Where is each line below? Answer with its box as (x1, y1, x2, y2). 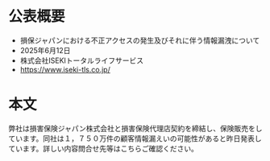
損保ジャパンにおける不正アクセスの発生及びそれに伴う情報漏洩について (19, 35, 260, 45)
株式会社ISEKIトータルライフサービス (19, 56, 144, 65)
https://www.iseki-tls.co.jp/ (19, 64, 110, 74)
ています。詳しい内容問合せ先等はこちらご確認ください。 (8, 143, 199, 153)
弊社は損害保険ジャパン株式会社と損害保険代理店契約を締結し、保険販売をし (8, 123, 263, 133)
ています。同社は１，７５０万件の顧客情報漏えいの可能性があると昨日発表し (8, 134, 262, 143)
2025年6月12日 (19, 45, 71, 55)
